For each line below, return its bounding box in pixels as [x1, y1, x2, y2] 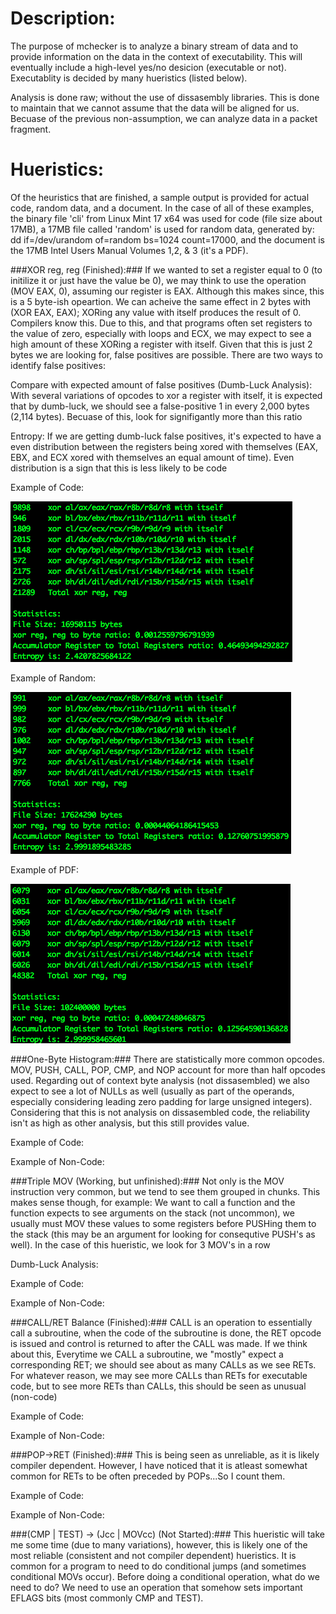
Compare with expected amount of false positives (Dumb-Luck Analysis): [10, 378, 313, 391]
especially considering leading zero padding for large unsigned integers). [10, 1095, 313, 1107]
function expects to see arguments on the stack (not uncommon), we [10, 1207, 295, 1219]
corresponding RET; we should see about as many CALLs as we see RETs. [10, 1358, 317, 1371]
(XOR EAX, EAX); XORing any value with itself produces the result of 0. [10, 306, 302, 318]
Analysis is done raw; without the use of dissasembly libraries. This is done [10, 91, 320, 103]
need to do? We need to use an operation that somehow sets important [10, 1581, 303, 1593]
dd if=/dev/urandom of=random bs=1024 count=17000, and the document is [10, 233, 325, 246]
